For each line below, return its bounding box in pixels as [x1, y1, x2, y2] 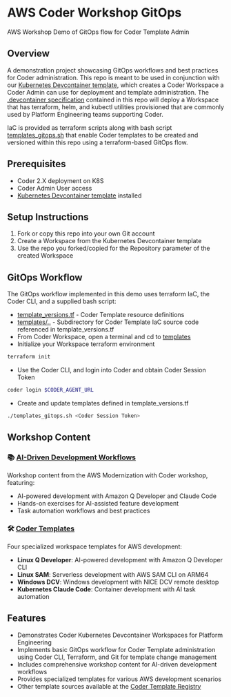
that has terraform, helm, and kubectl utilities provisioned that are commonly [7, 102, 224, 111]
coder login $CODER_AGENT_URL [7, 387, 94, 394]
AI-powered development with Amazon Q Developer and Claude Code [17, 492, 217, 500]
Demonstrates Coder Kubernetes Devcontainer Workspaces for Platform [17, 631, 223, 639]
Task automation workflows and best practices [17, 506, 150, 515]
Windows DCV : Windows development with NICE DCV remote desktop [17, 577, 219, 586]
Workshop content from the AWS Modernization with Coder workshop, [7, 471, 208, 479]
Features [7, 613, 46, 624]
